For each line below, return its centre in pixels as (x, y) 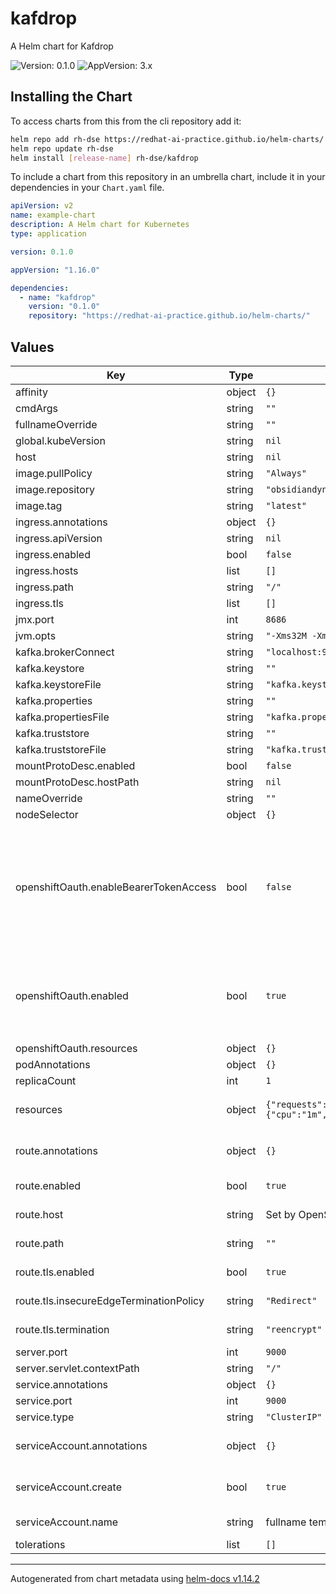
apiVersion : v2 (42, 206)
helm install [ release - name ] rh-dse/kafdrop (104, 158)
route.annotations (56, 1150)
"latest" (286, 505)
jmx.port (35, 619)
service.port (44, 1400)
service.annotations (62, 1384)
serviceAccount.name (66, 1522)
